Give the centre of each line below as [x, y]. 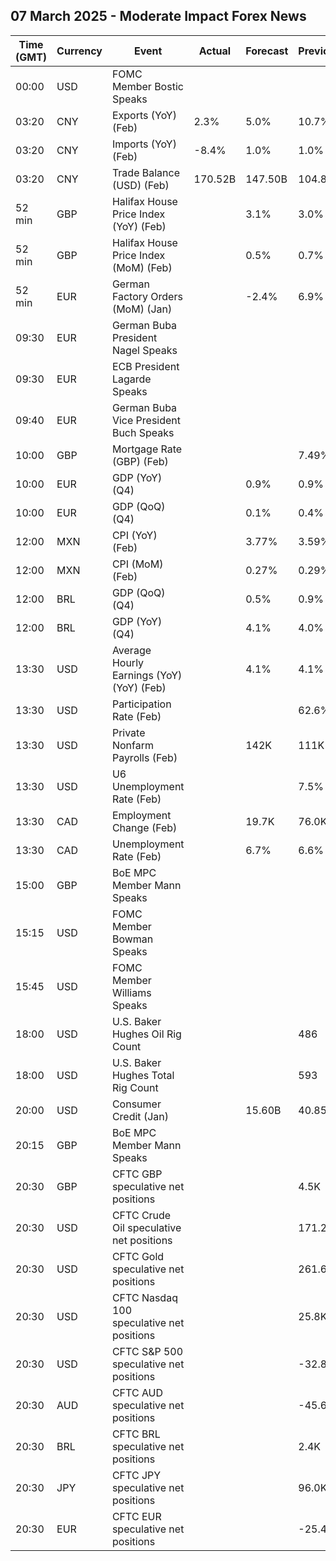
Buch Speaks [143, 432]
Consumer [136, 1104]
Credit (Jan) [140, 1116]
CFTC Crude [141, 1215]
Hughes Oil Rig [146, 1034]
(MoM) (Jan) [142, 309]
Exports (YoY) [144, 115]
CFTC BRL [136, 1434]
